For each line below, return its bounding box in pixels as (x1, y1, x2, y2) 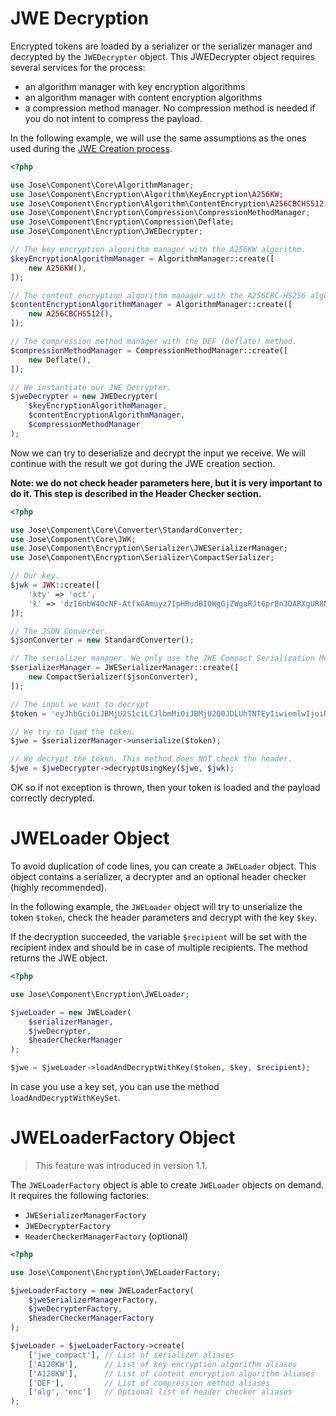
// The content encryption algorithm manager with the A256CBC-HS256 (10, 290, 307, 301)
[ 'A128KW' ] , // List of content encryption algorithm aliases (28, 1368, 315, 1379)
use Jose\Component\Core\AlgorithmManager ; (10, 180, 195, 190)
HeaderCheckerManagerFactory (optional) (24, 1230, 188, 1242)
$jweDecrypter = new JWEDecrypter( (10, 392, 159, 402)
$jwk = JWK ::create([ (10, 580, 101, 591)
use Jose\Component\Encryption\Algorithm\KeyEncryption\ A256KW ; (10, 189, 284, 199)
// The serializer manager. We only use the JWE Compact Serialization (10, 653, 315, 664)
